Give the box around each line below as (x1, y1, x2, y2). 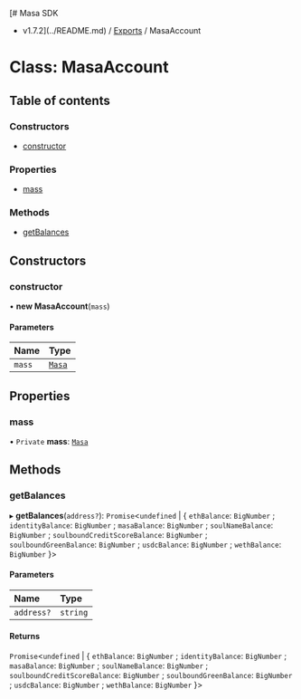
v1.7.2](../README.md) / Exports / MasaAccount (22, 25, 202, 35)
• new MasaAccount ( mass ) (9, 301, 110, 311)
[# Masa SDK (9, 8, 59, 18)
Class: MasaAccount (9, 57, 169, 78)
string (60, 607, 89, 618)
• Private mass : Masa (9, 436, 89, 447)
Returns (9, 630, 41, 641)
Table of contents (9, 92, 110, 108)
